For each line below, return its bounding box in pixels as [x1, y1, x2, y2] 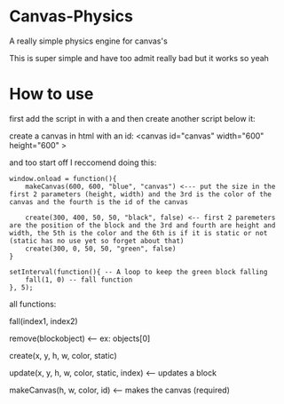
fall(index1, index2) [9, 315, 78, 326]
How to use [9, 84, 94, 104]
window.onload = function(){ [9, 174, 117, 183]
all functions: [9, 298, 57, 309]
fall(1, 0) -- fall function [25, 275, 133, 284]
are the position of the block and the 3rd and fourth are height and [9, 220, 276, 230]
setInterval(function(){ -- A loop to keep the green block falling [9, 267, 268, 276]
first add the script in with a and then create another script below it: [9, 113, 256, 123]
